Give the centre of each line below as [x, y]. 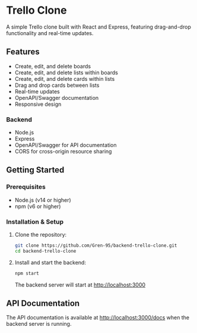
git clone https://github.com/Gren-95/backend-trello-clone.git [96, 246]
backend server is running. [39, 324]
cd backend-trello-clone [45, 251]
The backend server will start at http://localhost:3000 [80, 285]
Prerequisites [26, 187]
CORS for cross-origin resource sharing [63, 152]
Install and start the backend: [50, 262]
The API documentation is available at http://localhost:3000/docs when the [98, 318]
